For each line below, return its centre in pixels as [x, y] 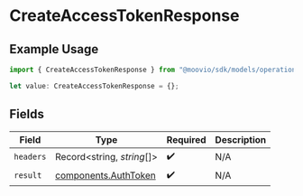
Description [241, 139]
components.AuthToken [106, 175]
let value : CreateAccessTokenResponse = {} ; [94, 86]
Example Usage [54, 49]
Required [186, 139]
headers [30, 157]
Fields [27, 114]
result [28, 176]
